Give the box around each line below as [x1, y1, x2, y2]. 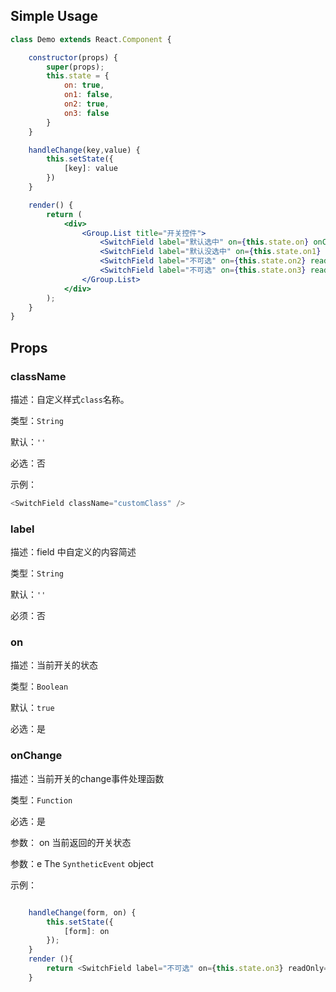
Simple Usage [10, 8, 99, 25]
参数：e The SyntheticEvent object [10, 857, 154, 869]
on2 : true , [63, 99, 110, 109]
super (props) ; [46, 62, 105, 72]
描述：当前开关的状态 [10, 659, 98, 671]
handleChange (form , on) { [28, 907, 137, 918]
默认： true [10, 702, 55, 714]
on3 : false [63, 108, 110, 118]
